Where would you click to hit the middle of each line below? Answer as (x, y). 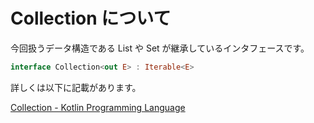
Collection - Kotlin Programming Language (98, 107)
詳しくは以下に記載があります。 (76, 87)
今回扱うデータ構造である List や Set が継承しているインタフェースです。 (160, 48)
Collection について (91, 18)
